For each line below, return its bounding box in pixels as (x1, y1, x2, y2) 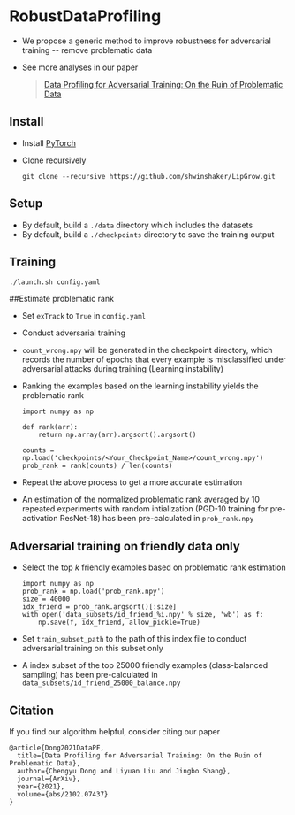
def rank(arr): (21, 423, 79, 432)
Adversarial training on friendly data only (9, 538, 240, 554)
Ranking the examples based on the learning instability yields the (21, 381, 259, 391)
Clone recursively (21, 155, 87, 165)
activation (21, 513, 58, 524)
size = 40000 (21, 595, 71, 604)
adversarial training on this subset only (21, 643, 163, 654)
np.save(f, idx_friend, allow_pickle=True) (38, 618, 200, 627)
